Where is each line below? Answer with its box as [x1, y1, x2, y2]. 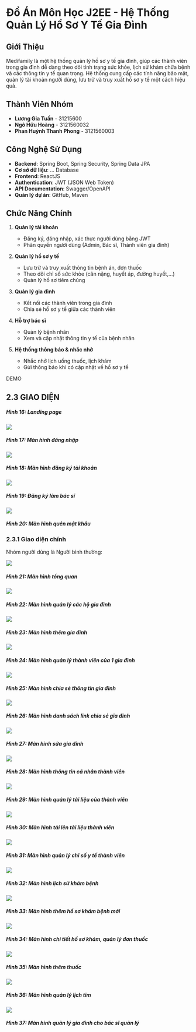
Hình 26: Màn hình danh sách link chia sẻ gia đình [6, 712, 130, 719]
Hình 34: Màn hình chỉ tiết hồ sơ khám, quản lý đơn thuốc [6, 936, 148, 943]
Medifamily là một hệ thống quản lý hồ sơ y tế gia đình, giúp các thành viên [6, 58, 187, 64]
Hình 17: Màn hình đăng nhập [6, 437, 79, 444]
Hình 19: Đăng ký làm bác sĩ [6, 492, 75, 500]
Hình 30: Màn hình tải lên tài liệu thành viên [6, 824, 115, 831]
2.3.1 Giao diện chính [6, 535, 66, 543]
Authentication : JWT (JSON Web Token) [14, 179, 114, 186]
